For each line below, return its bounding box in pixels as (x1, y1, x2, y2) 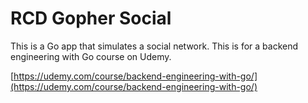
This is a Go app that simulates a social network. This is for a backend (10, 40, 299, 52)
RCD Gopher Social (10, 7, 172, 30)
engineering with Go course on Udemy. (10, 50, 172, 62)
